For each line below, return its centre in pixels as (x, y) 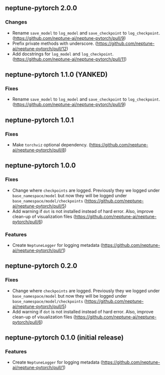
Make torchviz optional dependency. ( (51, 145)
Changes (16, 22)
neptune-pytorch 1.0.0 (41, 165)
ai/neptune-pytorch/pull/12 (39, 48)
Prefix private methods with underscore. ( (54, 43)
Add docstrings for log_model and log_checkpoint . (63, 54)
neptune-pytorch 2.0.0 (41, 8)
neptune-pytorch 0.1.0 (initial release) (65, 338)
